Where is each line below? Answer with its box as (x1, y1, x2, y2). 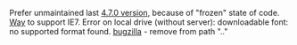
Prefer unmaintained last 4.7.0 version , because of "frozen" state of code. (9, 8, 280, 18)
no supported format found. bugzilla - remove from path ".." (9, 26, 228, 36)
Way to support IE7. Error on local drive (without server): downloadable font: (9, 17, 289, 27)
